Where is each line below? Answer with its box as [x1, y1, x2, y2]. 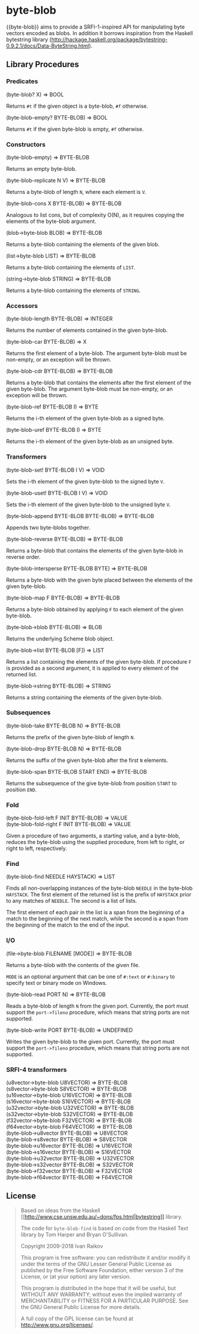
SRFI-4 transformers [6, 1065, 67, 1074]
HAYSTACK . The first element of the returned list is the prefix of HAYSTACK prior [6, 891, 192, 898]
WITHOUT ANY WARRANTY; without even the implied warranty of [20, 1291, 182, 1298]
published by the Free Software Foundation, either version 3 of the [20, 1266, 184, 1273]
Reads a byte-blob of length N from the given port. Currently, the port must [6, 1002, 189, 1009]
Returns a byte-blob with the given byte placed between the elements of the [6, 576, 193, 583]
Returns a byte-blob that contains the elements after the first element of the [6, 379, 192, 387]
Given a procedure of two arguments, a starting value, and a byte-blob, [6, 832, 181, 839]
